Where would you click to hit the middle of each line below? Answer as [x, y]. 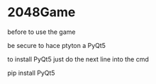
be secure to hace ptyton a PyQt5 [57, 45]
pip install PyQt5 [31, 73]
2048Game [41, 12]
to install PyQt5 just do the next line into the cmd [78, 59]
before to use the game [41, 32]
